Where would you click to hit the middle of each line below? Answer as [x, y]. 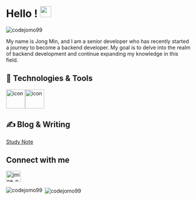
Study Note [20, 141]
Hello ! [22, 14]
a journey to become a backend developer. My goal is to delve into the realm [98, 48]
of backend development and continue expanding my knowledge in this [92, 53]
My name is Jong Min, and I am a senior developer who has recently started [97, 41]
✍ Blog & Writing [38, 125]
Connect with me [38, 160]
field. [12, 60]
